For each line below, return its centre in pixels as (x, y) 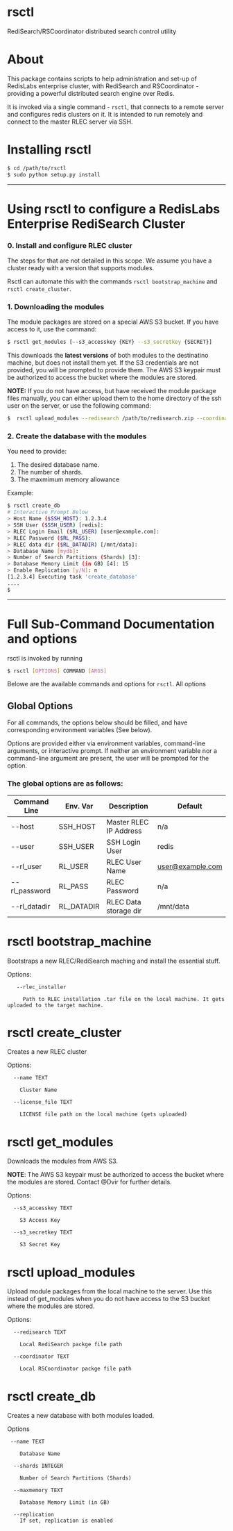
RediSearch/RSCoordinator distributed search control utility (92, 31)
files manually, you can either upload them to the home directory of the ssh (114, 398)
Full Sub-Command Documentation (111, 624)
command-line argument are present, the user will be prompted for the (108, 759)
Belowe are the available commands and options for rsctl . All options (107, 684)
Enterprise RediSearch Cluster (96, 224)
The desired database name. (58, 465)
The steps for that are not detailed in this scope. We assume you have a (110, 260)
